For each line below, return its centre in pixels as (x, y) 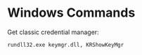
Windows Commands (71, 13)
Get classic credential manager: (53, 32)
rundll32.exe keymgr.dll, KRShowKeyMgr (66, 45)
